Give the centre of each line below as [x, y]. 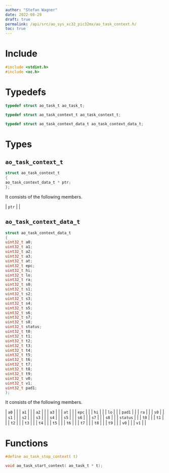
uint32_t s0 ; [19, 285]
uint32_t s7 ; [19, 317]
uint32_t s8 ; [19, 322]
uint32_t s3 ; [19, 299]
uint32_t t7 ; [19, 364]
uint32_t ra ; [19, 280]
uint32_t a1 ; [19, 247]
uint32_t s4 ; [19, 303]
